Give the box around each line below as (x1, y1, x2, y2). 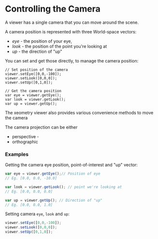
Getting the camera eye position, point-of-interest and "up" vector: (5, 162, 138, 168)
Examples (5, 151, 29, 158)
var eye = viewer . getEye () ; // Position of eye (5, 171, 101, 176)
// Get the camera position (5, 88, 62, 93)
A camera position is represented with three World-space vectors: (5, 29, 137, 34)
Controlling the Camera (5, 3, 101, 15)
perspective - (12, 133, 40, 139)
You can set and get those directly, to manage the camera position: (5, 58, 139, 64)
